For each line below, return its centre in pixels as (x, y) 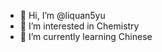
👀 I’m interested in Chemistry (79, 26)
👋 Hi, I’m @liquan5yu (62, 15)
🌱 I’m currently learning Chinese (86, 36)
